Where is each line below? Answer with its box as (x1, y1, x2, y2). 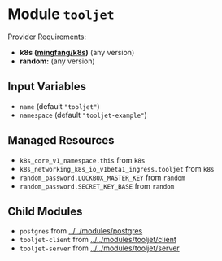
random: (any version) (19, 56, 95, 66)
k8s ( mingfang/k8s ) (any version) (19, 47, 135, 57)
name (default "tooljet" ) (19, 101, 100, 111)
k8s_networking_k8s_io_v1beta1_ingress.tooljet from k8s (19, 163, 215, 173)
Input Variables (7, 80, 87, 94)
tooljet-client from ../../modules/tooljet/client (19, 235, 176, 245)
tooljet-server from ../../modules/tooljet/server (19, 243, 180, 253)
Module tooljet (7, 5, 115, 24)
